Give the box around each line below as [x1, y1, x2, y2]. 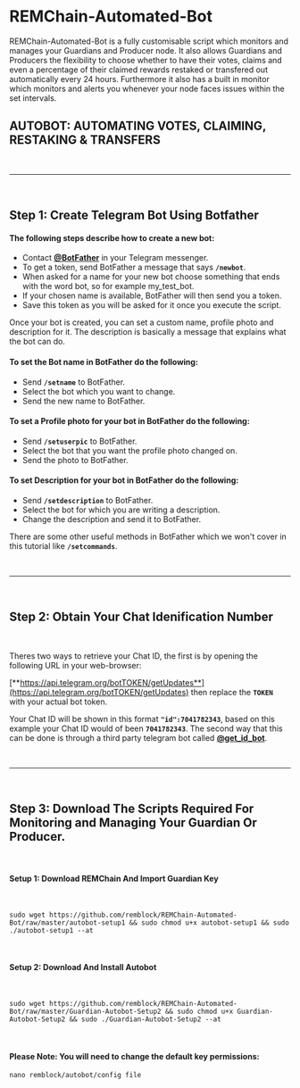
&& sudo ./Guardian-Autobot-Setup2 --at [69, 1015, 221, 1024]
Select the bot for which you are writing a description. [21, 504, 221, 515]
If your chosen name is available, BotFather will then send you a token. [21, 290, 282, 301]
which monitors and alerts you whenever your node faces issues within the [9, 83, 286, 94]
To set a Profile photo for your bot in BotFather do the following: [9, 416, 250, 427]
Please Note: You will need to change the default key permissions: [9, 1051, 260, 1061]
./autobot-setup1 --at [9, 926, 94, 934]
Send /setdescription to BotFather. [21, 494, 154, 505]
